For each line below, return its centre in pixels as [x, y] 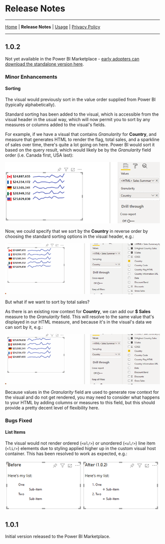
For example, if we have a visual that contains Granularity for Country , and [81, 134]
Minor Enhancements [31, 77]
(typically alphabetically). [30, 104]
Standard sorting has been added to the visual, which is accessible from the [82, 114]
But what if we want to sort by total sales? [47, 302]
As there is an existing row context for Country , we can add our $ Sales [78, 311]
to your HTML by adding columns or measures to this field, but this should [80, 402]
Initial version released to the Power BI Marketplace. [58, 537]
